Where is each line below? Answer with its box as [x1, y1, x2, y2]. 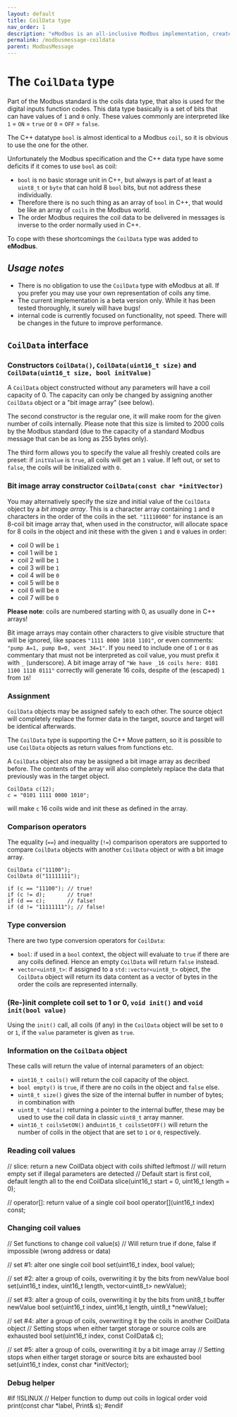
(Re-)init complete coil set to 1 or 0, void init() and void [7, 997, 203, 1007]
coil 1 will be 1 [17, 548, 58, 557]
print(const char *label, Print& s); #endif [7, 1401, 123, 1410]
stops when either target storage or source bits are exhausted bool [7, 1353, 202, 1361]
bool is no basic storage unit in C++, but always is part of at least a [17, 175, 212, 184]
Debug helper [7, 1377, 55, 1387]
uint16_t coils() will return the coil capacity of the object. [17, 1076, 189, 1084]
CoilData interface [7, 339, 89, 351]
